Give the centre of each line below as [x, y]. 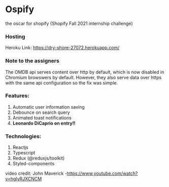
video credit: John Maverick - [36, 173]
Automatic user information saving [48, 107]
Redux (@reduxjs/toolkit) [39, 158]
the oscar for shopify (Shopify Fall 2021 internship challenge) [69, 23]
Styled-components [33, 164]
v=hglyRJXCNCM [24, 179]
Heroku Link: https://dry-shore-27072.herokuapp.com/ [62, 48]
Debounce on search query [41, 112]
